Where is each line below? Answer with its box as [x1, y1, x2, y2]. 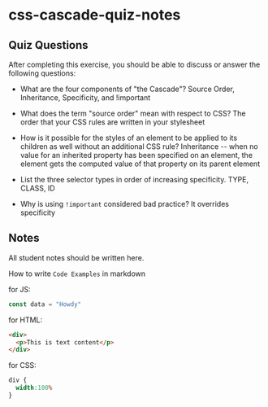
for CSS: [8, 361, 37, 370]
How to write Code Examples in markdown [8, 269, 146, 278]
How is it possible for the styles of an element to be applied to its [19, 133, 238, 142]
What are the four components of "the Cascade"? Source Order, [19, 84, 236, 94]
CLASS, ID [19, 183, 55, 193]
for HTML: [8, 315, 43, 325]
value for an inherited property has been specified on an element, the [19, 151, 253, 160]
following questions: [8, 68, 76, 78]
